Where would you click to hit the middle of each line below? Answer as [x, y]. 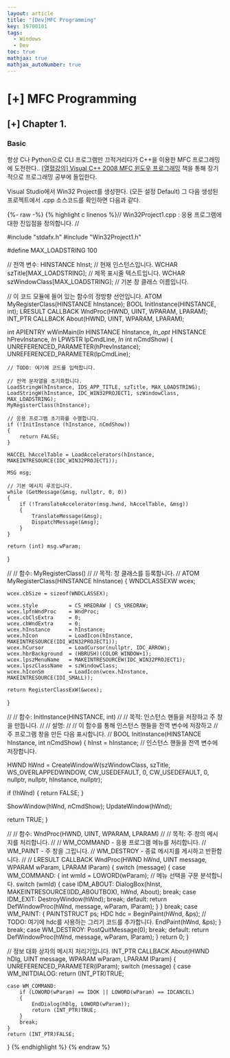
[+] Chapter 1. [37, 124]
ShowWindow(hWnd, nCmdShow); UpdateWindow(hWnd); [90, 806]
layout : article [30, 13]
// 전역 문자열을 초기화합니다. [45, 381]
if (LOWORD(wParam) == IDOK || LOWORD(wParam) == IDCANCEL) [107, 992]
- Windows [27, 39]
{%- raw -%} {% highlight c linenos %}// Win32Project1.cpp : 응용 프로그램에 [114, 215]
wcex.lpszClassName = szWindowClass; [62, 666]
